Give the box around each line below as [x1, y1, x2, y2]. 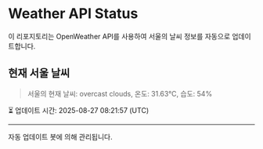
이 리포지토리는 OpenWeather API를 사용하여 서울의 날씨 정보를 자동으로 [8, 31, 231, 41]
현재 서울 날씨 [8, 67, 70, 80]
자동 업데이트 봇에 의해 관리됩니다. [8, 132, 113, 141]
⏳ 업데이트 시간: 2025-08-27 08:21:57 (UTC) [8, 105, 150, 114]
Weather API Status [8, 5, 139, 23]
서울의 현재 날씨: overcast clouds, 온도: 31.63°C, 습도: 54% [27, 89, 213, 98]
